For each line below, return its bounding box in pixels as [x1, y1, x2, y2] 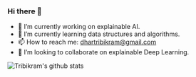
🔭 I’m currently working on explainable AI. [17, 23, 140, 31]
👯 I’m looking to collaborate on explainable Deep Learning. [17, 48, 190, 57]
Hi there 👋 [7, 6, 43, 16]
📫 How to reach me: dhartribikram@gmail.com [17, 38, 157, 47]
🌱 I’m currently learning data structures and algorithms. [17, 30, 180, 38]
